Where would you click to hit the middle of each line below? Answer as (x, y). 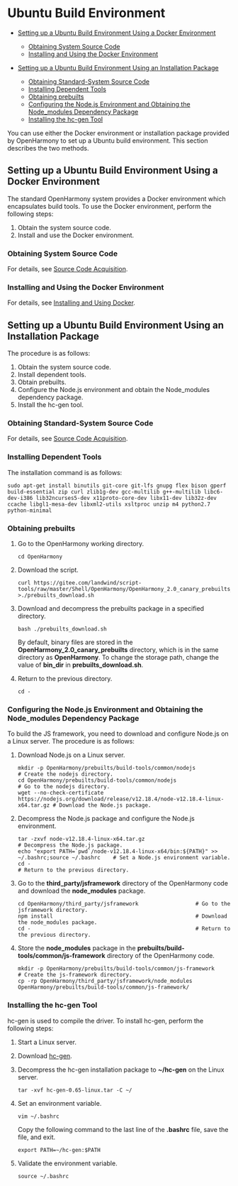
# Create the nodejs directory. (65, 774)
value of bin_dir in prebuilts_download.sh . (80, 665)
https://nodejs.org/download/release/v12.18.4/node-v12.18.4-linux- (121, 799)
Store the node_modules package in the (76, 948)
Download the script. (48, 570)
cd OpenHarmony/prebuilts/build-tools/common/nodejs (97, 780)
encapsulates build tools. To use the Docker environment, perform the (109, 206)
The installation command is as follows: (65, 472)
